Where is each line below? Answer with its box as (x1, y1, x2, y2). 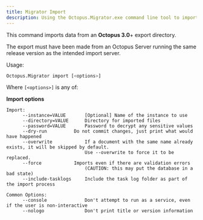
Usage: (6, 61, 24, 68)
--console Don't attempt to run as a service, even (22, 198, 190, 204)
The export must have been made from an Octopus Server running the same (6, 43, 196, 50)
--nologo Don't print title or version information (22, 208, 193, 214)
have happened (6, 134, 42, 140)
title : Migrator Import (6, 8, 66, 15)
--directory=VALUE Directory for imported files (22, 118, 161, 124)
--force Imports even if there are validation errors (22, 160, 190, 167)
